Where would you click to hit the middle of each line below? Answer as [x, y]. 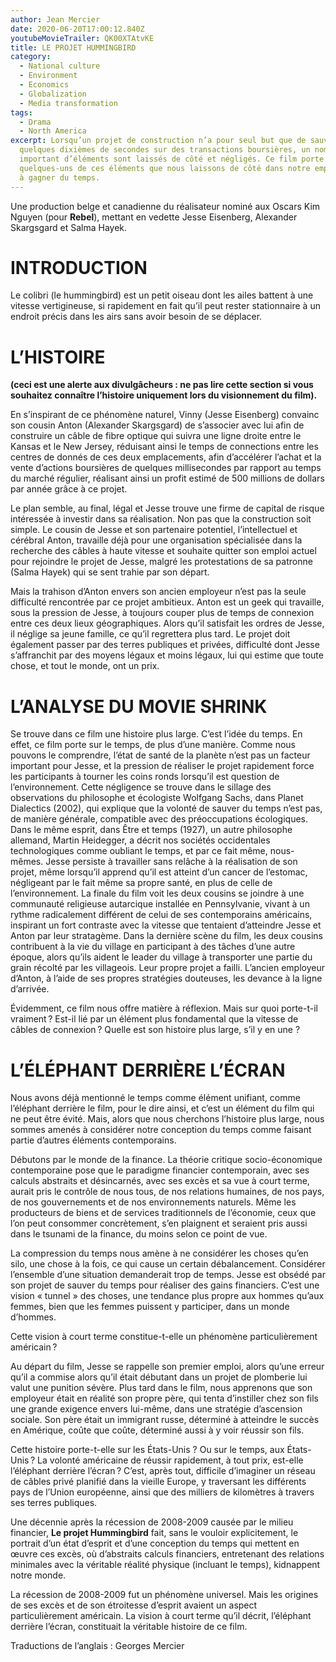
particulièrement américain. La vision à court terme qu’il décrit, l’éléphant [161, 1616]
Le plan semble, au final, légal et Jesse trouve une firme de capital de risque [167, 508]
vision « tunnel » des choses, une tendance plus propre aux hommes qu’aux [167, 1296]
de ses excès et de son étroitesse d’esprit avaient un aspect [134, 1605]
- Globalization [53, 94]
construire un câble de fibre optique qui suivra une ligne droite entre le [156, 436]
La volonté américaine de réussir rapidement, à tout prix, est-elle [170, 1460]
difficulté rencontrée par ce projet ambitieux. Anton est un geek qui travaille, [167, 602]
